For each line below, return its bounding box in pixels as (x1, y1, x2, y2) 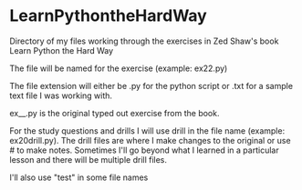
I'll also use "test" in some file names (9, 172, 149, 183)
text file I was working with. (9, 90, 112, 101)
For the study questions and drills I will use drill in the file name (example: (9, 125, 286, 136)
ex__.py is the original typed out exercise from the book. (9, 107, 220, 118)
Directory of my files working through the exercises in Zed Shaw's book (9, 35, 279, 46)
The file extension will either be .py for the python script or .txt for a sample (9, 80, 294, 91)
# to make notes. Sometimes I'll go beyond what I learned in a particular (9, 145, 280, 155)
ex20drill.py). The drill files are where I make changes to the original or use (9, 135, 291, 145)
